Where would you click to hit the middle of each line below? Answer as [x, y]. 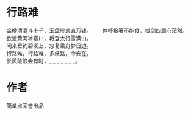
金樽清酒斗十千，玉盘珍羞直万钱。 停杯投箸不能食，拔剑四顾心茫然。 [97, 30]
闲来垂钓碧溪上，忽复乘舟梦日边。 [49, 46]
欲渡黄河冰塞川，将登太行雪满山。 [49, 38]
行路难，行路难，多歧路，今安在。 [49, 53]
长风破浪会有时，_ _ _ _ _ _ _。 [44, 61]
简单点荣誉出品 [25, 106]
